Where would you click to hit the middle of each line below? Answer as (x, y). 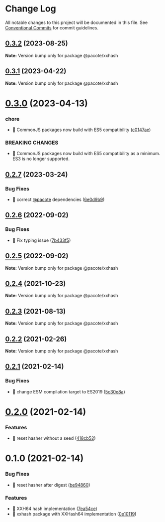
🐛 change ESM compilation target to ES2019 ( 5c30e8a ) (69, 391)
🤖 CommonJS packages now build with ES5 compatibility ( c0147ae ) (82, 130)
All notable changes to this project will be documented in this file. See (77, 22)
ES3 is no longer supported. (41, 159)
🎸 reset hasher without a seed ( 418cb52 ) (54, 438)
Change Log (31, 9)
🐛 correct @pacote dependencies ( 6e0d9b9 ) (58, 199)
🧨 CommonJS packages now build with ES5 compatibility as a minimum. (86, 154)
